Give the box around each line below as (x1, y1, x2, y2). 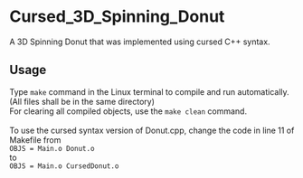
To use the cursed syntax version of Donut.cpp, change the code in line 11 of (9, 125, 295, 136)
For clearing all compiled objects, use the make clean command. (9, 106, 247, 117)
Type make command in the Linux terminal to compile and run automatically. (9, 86, 289, 97)
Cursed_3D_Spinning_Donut (9, 6, 225, 27)
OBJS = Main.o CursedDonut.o (9, 161, 119, 171)
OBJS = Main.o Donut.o (9, 144, 95, 153)
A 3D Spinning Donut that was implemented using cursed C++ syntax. (9, 36, 270, 47)
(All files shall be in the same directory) (9, 96, 156, 107)
